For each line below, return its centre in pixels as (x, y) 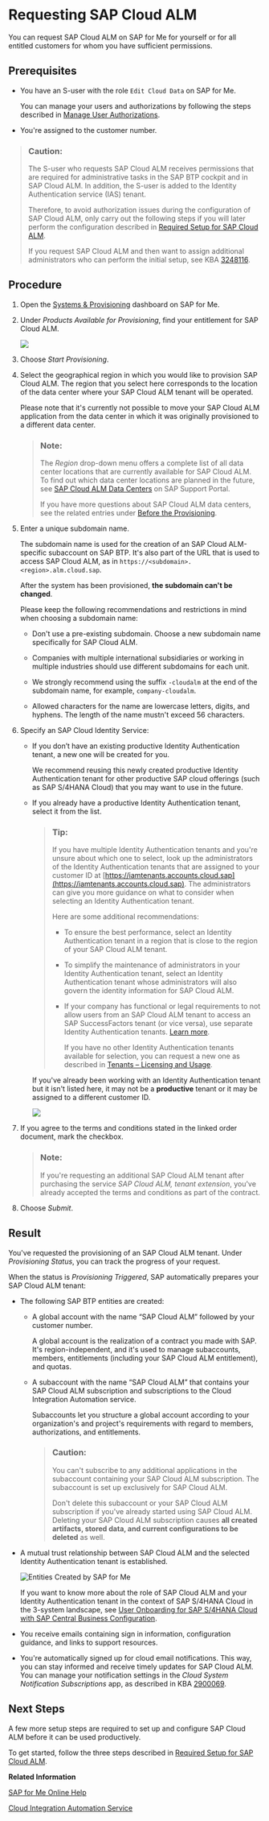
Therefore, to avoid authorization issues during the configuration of (139, 210)
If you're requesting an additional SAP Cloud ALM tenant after (142, 1175)
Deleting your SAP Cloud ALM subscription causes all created (155, 1520)
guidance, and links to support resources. (89, 1642)
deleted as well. (79, 1537)
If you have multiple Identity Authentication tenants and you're (155, 850)
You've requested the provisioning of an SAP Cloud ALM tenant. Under (125, 1252)
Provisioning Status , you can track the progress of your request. (114, 1261)
